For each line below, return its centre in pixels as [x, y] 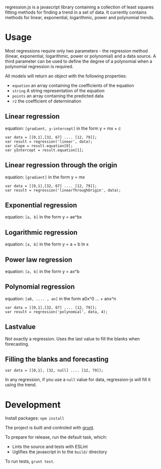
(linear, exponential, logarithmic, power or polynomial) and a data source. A [80, 56]
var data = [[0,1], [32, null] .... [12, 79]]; [54, 370]
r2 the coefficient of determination [47, 101]
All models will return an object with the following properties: [66, 76]
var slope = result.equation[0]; [39, 146]
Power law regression [39, 259]
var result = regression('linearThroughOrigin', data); [63, 190]
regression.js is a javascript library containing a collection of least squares [80, 7]
